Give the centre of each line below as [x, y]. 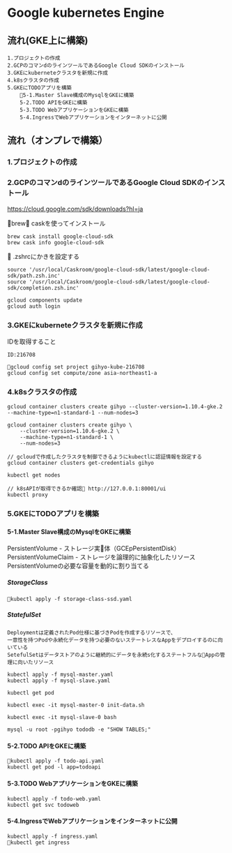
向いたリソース [36, 662]
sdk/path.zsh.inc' [34, 276]
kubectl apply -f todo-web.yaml [54, 799]
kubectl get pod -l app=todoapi [54, 767]
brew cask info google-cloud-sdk [56, 242]
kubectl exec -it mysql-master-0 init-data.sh [76, 705]
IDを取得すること [32, 341]
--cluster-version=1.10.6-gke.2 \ [70, 431]
